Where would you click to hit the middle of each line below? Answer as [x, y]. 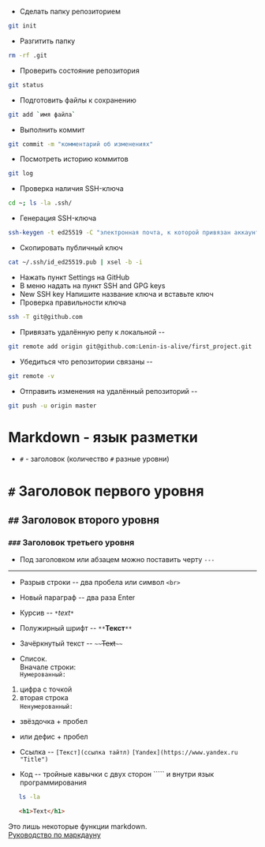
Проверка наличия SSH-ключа [71, 189]
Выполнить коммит [52, 129]
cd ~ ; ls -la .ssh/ [40, 203]
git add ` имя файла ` [42, 114]
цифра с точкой [46, 689]
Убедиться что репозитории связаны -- [86, 362]
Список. [33, 659]
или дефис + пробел [54, 736]
